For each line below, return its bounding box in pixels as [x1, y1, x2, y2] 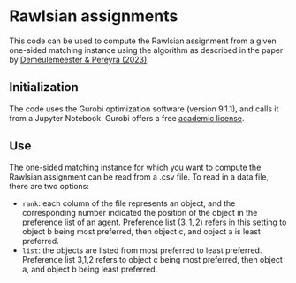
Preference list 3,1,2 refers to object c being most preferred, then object [21, 254, 283, 264]
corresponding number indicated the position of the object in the [21, 207, 258, 218]
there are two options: [9, 180, 90, 191]
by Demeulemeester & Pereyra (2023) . [9, 54, 150, 65]
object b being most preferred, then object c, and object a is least [21, 226, 261, 236]
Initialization [9, 80, 80, 95]
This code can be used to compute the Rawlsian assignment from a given [9, 35, 277, 46]
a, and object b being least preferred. [21, 264, 158, 274]
